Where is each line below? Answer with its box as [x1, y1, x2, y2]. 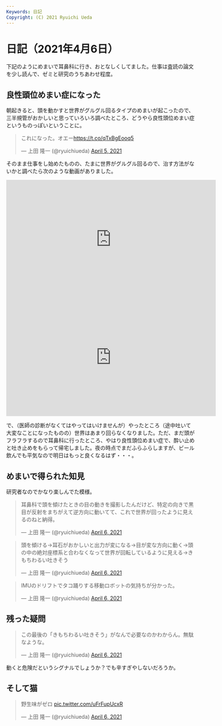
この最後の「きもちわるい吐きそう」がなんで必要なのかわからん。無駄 [20, 631, 194, 638]
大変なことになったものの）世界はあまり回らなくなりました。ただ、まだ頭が [6, 430, 195, 437]
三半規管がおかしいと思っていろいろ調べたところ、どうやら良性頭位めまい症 [6, 115, 195, 122]
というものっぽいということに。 [6, 122, 85, 129]
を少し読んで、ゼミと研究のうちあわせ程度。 [6, 70, 116, 78]
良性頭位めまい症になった [6, 89, 101, 100]
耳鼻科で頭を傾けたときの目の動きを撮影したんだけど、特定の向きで [20, 501, 189, 508]
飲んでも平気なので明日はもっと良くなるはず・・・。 [6, 452, 138, 459]
